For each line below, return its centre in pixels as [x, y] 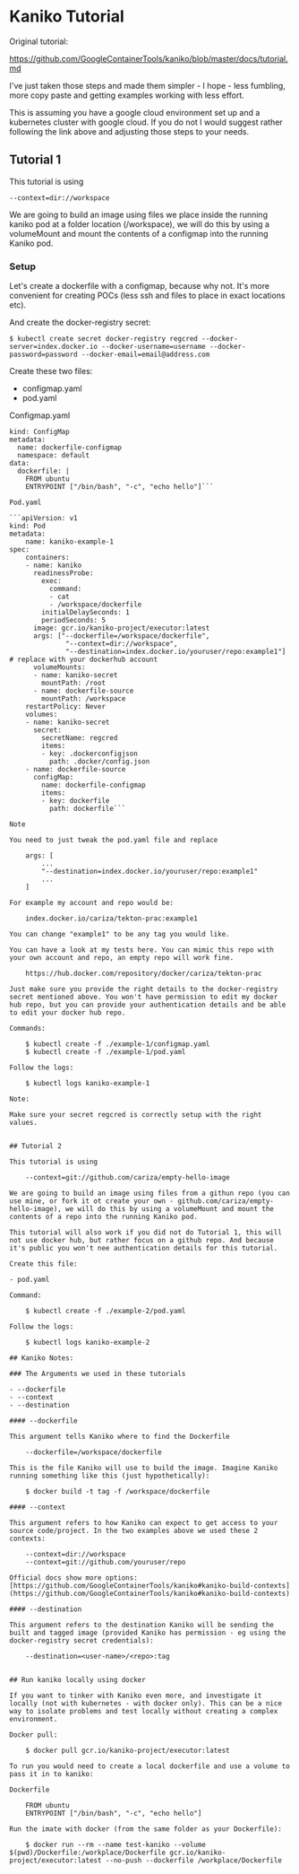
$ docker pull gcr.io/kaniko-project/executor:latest [128, 1751]
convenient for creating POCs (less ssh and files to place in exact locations [147, 296]
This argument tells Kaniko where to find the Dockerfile [120, 1437]
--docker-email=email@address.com [145, 355]
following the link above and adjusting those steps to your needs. [129, 131]
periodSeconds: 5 [73, 621]
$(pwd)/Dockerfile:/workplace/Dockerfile [88, 1853]
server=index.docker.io [54, 347]
